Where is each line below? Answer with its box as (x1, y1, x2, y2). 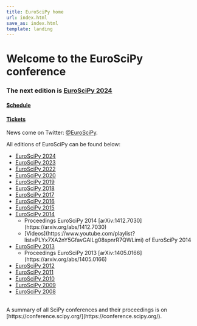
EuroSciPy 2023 (15, 159, 56, 166)
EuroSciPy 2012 (15, 262, 55, 270)
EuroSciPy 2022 (15, 165, 56, 173)
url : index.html (6, 15, 47, 21)
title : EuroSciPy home (6, 8, 64, 15)
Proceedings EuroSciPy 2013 (24, 250, 97, 257)
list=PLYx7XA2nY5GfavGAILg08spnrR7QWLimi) (24, 236, 144, 243)
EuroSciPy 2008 (15, 288, 56, 295)
